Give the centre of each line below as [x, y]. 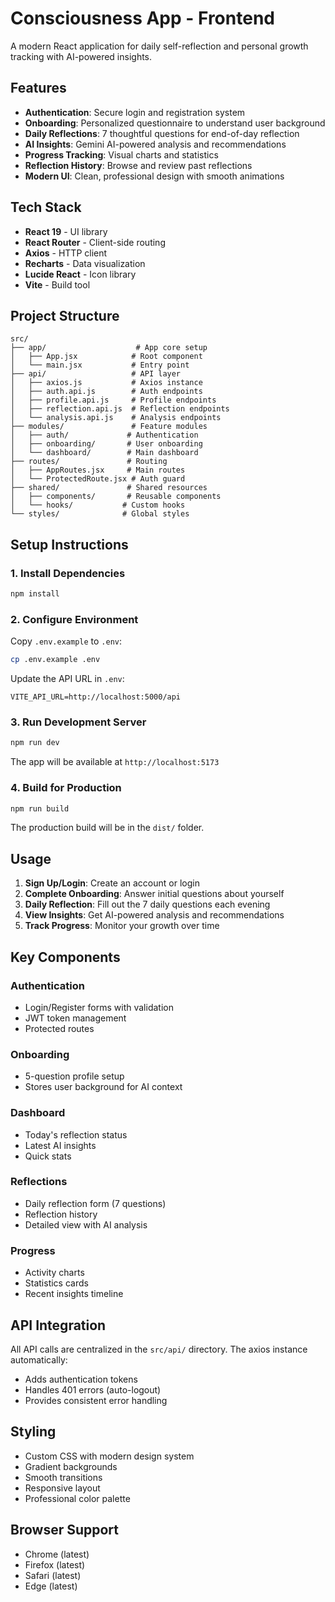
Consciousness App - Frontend [142, 18]
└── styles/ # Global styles [100, 514]
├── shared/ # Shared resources [109, 488]
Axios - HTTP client [66, 253]
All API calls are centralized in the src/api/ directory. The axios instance [159, 1349]
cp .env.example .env [55, 660]
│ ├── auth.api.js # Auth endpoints [106, 392]
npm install [35, 594]
